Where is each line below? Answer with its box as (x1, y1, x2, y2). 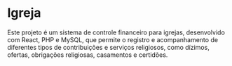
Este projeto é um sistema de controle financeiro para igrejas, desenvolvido (7, 28, 226, 37)
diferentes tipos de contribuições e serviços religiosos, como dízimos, (7, 43, 210, 51)
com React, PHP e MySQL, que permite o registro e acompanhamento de (7, 35, 219, 44)
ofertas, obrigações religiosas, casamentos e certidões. (7, 51, 168, 59)
